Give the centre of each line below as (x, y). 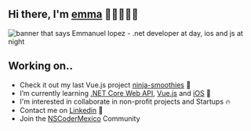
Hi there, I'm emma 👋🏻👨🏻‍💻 (73, 14)
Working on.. (40, 66)
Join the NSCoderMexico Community (80, 119)
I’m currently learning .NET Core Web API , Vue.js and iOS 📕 (115, 93)
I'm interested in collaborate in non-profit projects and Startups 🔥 (125, 101)
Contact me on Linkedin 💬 (61, 110)
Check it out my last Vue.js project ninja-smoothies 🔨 (105, 85)
